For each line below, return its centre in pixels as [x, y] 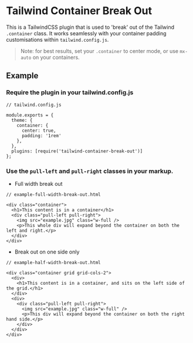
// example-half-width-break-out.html [53, 262]
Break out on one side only [47, 252]
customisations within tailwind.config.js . [57, 39]
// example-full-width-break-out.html [53, 194]
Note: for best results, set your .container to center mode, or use [99, 51]
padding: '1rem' [41, 136]
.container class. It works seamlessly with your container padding [86, 33]
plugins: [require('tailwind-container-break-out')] [77, 151]
